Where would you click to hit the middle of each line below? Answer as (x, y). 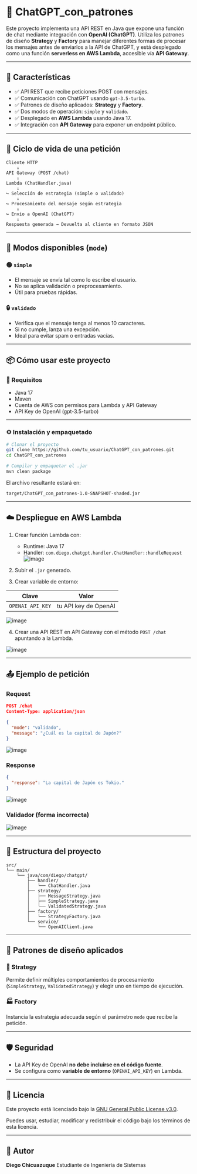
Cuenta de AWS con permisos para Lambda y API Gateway (86, 405)
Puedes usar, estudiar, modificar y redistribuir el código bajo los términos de (98, 1120)
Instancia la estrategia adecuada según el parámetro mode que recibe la (92, 1016)
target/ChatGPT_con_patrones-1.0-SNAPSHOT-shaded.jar (73, 493)
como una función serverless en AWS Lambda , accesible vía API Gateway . (98, 53)
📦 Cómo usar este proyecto (58, 360)
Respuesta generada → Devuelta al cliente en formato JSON (80, 224)
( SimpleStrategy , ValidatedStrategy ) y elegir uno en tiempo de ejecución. (95, 986)
